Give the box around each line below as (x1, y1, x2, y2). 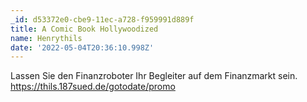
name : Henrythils (10, 33, 83, 43)
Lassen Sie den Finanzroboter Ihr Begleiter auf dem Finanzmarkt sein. (10, 70, 298, 82)
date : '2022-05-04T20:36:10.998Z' (10, 42, 155, 53)
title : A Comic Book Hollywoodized (10, 24, 159, 34)
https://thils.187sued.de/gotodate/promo (10, 81, 176, 93)
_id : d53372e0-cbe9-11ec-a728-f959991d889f (10, 14, 195, 25)
